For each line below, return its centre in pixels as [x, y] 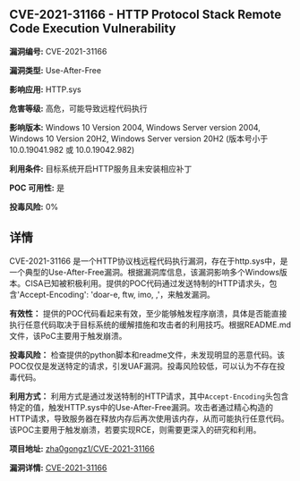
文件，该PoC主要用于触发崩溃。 [68, 335]
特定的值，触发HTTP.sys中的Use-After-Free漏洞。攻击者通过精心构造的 [141, 407]
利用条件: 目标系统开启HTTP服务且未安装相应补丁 [101, 168]
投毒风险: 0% [34, 207]
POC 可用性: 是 [37, 188]
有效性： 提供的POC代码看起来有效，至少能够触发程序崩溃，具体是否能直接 [148, 313]
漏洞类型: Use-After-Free [55, 70]
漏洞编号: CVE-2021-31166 [58, 51]
